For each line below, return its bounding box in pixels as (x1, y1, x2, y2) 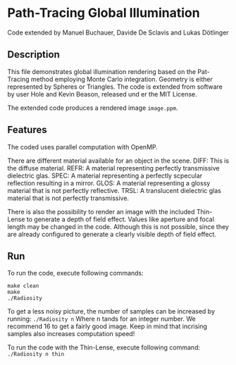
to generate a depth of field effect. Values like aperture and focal (26, 215, 215, 223)
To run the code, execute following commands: (7, 269, 144, 278)
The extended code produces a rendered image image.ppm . (7, 104, 178, 112)
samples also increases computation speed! (7, 330, 135, 338)
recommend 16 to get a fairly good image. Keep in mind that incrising (7, 322, 208, 330)
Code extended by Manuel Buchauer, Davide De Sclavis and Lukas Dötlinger (7, 28, 229, 37)
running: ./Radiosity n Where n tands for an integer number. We (7, 315, 196, 323)
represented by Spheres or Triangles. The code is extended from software (7, 82, 223, 91)
